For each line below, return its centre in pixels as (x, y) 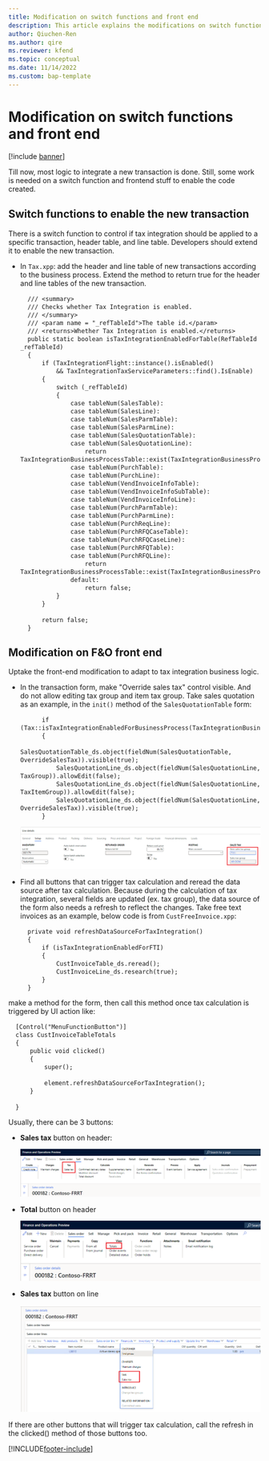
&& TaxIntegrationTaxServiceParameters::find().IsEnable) (155, 371)
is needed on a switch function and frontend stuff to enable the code (122, 180)
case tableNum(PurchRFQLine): (121, 556)
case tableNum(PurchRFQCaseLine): (128, 539)
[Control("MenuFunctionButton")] (71, 1028)
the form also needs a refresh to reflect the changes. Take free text (130, 908)
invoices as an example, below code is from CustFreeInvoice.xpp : (128, 916)
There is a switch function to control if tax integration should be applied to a (133, 234)
